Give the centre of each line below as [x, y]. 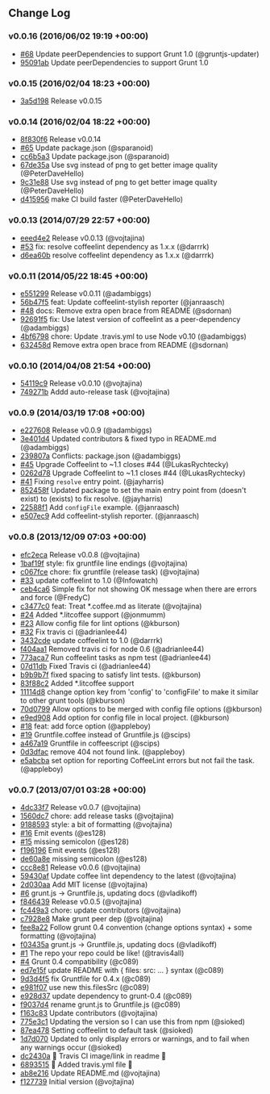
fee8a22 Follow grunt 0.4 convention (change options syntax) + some [136, 928]
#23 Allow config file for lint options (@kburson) [100, 623]
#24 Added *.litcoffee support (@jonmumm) [93, 614]
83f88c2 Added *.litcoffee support [77, 683]
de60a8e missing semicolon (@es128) [83, 859]
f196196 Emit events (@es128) [70, 850]
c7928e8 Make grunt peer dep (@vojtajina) [91, 919]
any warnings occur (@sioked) [71, 1047]
